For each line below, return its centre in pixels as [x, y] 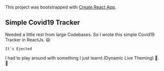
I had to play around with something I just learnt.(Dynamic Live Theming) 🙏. [82, 58]
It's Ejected [19, 49]
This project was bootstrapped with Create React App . [61, 7]
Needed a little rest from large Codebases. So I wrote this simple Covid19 [80, 35]
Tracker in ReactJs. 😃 [28, 39]
